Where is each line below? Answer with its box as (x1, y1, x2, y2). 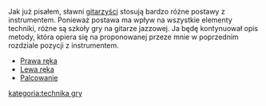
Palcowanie (19, 73, 58, 82)
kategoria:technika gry (8, 88, 82, 98)
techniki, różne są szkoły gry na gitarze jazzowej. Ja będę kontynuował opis (8, 24, 259, 33)
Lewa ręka (19, 65, 54, 74)
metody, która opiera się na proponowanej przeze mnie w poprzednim (8, 32, 240, 41)
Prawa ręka (19, 56, 58, 65)
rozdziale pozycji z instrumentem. (8, 41, 120, 50)
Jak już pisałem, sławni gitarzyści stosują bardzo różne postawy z (8, 7, 225, 16)
